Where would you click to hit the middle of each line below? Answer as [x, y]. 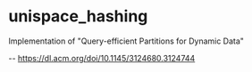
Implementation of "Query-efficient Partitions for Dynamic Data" [126, 41]
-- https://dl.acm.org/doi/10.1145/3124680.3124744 [102, 58]
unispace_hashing [78, 16]
